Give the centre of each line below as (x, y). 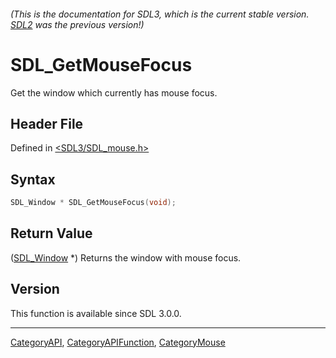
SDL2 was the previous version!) (77, 24)
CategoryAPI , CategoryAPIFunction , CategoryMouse (118, 342)
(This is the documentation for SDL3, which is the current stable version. (160, 14)
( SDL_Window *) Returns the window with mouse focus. (126, 257)
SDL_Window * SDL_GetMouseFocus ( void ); (93, 203)
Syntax (33, 179)
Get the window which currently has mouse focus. (114, 92)
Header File (47, 123)
